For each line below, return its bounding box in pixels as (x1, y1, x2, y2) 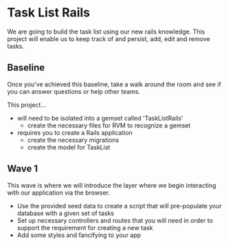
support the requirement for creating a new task (16, 223, 153, 232)
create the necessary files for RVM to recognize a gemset (27, 121, 191, 130)
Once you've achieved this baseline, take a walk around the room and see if (7, 80, 222, 88)
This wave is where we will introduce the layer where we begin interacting (7, 181, 216, 189)
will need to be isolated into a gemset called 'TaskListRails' (16, 114, 183, 122)
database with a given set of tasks (16, 209, 115, 217)
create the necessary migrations (27, 136, 119, 144)
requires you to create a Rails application (16, 128, 133, 136)
